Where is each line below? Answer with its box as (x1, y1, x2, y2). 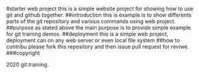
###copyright (6, 50, 40, 56)
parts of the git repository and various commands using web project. (6, 18, 176, 24)
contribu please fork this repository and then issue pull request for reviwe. (6, 43, 189, 50)
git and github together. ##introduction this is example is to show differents (6, 11, 192, 18)
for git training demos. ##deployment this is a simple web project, (6, 30, 169, 38)
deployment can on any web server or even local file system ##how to (6, 37, 180, 44)
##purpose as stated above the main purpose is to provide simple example (6, 24, 191, 31)
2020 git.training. (6, 61, 49, 68)
